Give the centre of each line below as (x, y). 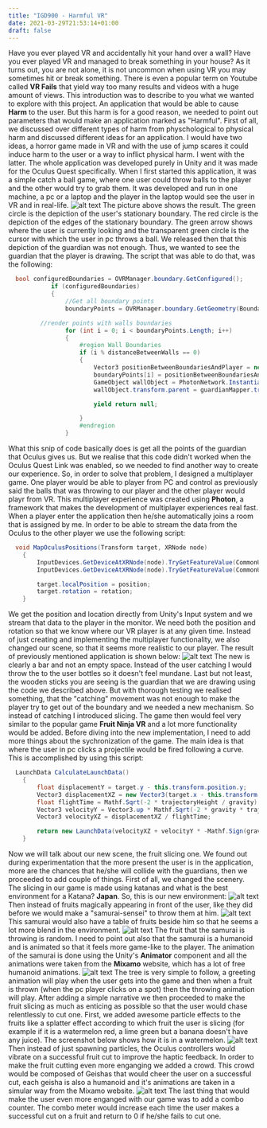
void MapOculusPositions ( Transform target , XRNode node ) (112, 548)
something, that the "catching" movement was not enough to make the (124, 699)
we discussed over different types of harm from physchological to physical (131, 129)
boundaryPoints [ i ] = (127, 375)
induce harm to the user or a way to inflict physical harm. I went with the (126, 154)
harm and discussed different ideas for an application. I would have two (125, 138)
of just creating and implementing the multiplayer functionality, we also (124, 640)
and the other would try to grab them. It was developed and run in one (123, 189)
